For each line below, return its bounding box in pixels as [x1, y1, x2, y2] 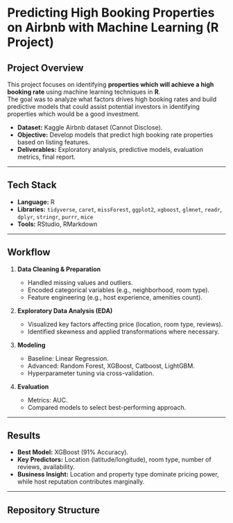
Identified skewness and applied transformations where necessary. [27, 327, 220, 336]
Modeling [17, 341, 46, 349]
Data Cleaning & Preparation [17, 265, 101, 273]
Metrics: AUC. [27, 395, 68, 404]
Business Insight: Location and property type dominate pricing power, [17, 470, 220, 479]
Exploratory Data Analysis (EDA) [17, 307, 113, 315]
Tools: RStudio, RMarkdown [17, 220, 98, 228]
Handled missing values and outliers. [27, 278, 133, 286]
